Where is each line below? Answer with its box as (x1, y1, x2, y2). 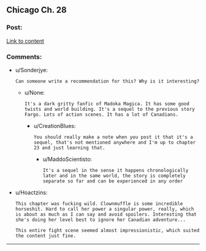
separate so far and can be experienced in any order (42, 178, 183, 184)
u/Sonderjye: (15, 66, 48, 73)
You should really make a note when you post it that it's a (33, 134, 193, 140)
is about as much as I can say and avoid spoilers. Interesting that (15, 211, 197, 217)
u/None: (24, 89, 45, 96)
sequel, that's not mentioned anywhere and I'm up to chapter (33, 139, 196, 146)
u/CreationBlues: (33, 122, 76, 129)
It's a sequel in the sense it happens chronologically (42, 167, 189, 173)
